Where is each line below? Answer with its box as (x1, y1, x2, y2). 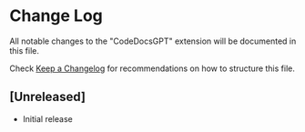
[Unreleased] (9, 89, 86, 105)
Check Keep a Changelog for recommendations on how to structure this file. (9, 63, 296, 74)
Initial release (22, 113, 73, 124)
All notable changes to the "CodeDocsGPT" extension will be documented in (9, 36, 297, 46)
